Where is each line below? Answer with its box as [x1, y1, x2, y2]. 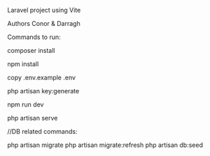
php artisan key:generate [7, 87, 80, 95]
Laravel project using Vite [7, 6, 81, 14]
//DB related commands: [7, 127, 78, 135]
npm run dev [7, 100, 44, 109]
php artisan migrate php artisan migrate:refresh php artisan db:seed [7, 141, 204, 149]
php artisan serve [7, 114, 58, 122]
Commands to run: [7, 33, 61, 41]
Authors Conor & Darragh [7, 19, 80, 27]
